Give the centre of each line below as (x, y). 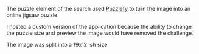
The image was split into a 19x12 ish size (57, 45)
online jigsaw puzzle (32, 15)
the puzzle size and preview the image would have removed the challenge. (100, 33)
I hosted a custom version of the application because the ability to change (99, 27)
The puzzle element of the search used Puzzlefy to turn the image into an (99, 9)
